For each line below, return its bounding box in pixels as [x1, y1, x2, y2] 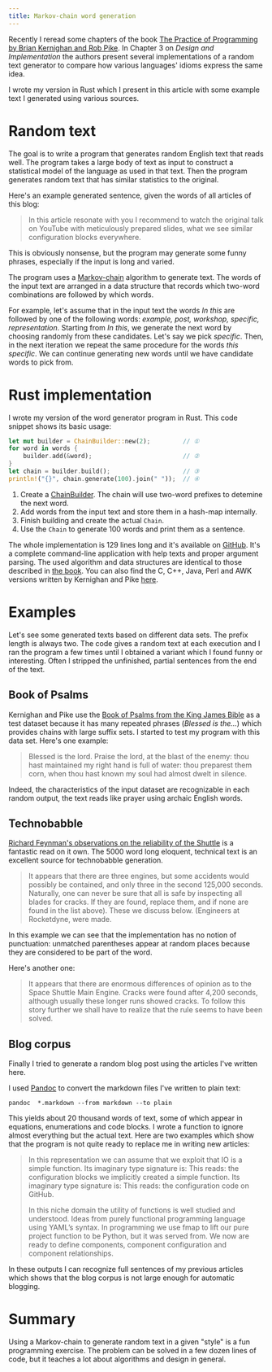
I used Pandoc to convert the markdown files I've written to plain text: [8, 1083, 241, 1093]
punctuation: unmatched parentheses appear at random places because [8, 939, 250, 949]
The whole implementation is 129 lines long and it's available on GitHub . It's [8, 540, 261, 549]
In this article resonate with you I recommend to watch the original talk [28, 215, 264, 225]
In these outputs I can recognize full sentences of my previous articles [8, 1265, 244, 1274]
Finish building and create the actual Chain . [19, 515, 165, 525]
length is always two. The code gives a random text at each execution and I [8, 638, 261, 648]
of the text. [8, 664, 45, 674]
